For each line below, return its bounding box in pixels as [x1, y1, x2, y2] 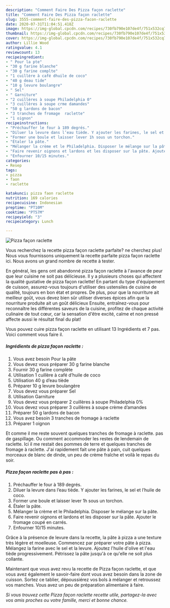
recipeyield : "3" [6, 214, 42, 219]
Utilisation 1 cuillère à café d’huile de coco [13, 372, 100, 378]
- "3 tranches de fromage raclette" [6, 111, 85, 117]
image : [6, 26, 20, 31]
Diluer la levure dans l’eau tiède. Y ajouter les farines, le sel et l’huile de [13, 487, 161, 493]
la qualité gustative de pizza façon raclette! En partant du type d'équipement [6, 279, 165, 285]
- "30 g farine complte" [6, 69, 58, 74]
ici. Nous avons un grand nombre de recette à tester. [6, 258, 116, 264]
